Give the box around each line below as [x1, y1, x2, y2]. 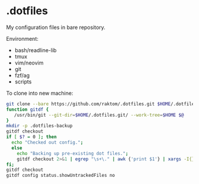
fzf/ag [14, 72, 30, 79]
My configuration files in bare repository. [6, 24, 105, 31]
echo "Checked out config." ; [11, 140, 84, 146]
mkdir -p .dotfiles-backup [6, 123, 73, 129]
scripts [14, 78, 32, 85]
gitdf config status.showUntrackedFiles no [6, 173, 115, 179]
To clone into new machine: [6, 89, 73, 96]
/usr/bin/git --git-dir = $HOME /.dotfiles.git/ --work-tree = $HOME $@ [14, 112, 184, 118]
